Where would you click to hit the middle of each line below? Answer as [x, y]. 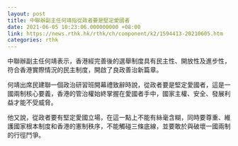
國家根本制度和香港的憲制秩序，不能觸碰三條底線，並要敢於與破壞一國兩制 [122, 126]
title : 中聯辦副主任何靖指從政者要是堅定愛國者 [69, 20]
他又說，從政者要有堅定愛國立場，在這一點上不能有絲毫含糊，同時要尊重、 [116, 118]
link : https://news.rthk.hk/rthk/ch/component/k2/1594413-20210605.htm [115, 34]
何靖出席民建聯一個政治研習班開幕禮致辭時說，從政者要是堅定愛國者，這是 [116, 85]
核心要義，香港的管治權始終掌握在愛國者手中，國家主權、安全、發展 [125, 94]
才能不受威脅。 [35, 102]
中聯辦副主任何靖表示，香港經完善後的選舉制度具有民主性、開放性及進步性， [119, 61]
